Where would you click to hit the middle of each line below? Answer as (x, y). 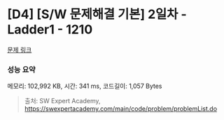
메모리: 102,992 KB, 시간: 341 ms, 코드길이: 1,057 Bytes (85, 86)
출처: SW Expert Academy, (62, 101)
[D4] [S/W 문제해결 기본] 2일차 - (97, 14)
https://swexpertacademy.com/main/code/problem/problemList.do (121, 109)
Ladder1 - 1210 (50, 30)
